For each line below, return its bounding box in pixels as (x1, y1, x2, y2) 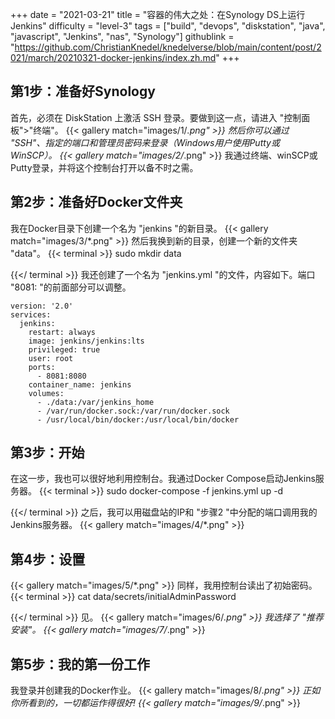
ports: (28, 362, 56, 372)
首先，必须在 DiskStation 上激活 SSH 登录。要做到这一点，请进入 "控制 (10, 111, 302, 123)
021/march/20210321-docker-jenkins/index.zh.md (10, 52, 217, 63)
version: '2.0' (10, 301, 74, 311)
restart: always (28, 327, 97, 337)
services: (10, 309, 52, 320)
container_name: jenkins (28, 379, 132, 390)
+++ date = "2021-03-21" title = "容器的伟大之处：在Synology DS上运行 (10, 9, 306, 20)
